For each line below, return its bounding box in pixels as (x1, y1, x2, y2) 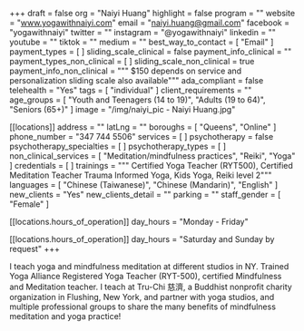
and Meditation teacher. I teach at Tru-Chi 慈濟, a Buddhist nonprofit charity (9, 281, 292, 292)
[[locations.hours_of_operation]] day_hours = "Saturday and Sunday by (9, 234, 275, 244)
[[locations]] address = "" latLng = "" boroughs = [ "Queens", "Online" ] (9, 122, 277, 132)
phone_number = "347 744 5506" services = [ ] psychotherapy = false (9, 131, 274, 141)
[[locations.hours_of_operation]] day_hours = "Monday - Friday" (9, 217, 249, 227)
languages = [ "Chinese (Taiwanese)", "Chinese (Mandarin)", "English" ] (9, 180, 279, 190)
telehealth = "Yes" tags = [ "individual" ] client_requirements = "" (9, 85, 252, 95)
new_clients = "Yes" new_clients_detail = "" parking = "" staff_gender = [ (9, 190, 281, 200)
